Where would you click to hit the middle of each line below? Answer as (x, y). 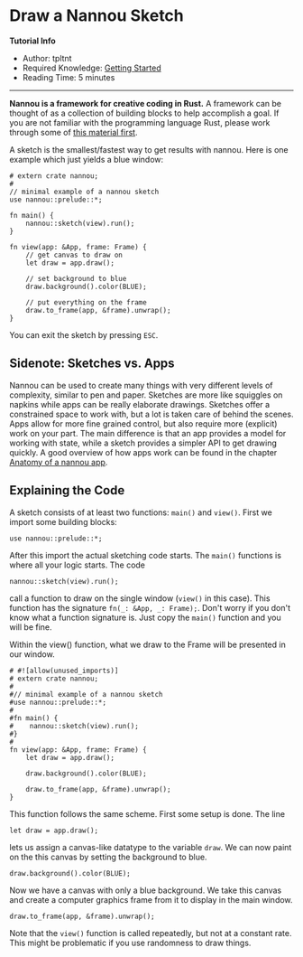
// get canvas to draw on (74, 255)
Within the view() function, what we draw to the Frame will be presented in (147, 644)
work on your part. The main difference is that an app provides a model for (148, 433)
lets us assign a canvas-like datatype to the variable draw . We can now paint (151, 847)
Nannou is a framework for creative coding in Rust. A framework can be (146, 103)
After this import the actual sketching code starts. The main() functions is (146, 555)
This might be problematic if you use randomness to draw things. (130, 943)
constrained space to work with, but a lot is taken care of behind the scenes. (151, 414)
